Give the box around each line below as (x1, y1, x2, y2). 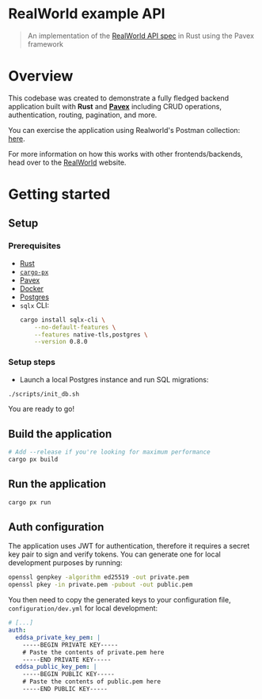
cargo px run (8, 498, 51, 507)
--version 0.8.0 (34, 338, 88, 346)
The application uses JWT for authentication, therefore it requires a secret (8, 541, 250, 551)
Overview (8, 67, 74, 85)
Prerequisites (8, 241, 61, 252)
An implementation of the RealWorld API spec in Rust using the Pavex (27, 31, 255, 40)
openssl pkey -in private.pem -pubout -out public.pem (8, 581, 193, 589)
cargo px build (8, 456, 59, 464)
